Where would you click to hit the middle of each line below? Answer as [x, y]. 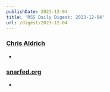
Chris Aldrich [26, 43]
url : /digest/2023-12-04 [37, 23]
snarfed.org [24, 72]
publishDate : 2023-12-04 [37, 12]
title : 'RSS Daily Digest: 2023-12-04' [56, 17]
